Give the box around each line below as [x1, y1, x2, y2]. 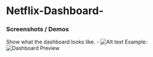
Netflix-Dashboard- [6, 4, 104, 18]
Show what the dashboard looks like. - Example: [6, 38, 148, 45]
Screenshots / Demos [6, 25, 69, 33]
